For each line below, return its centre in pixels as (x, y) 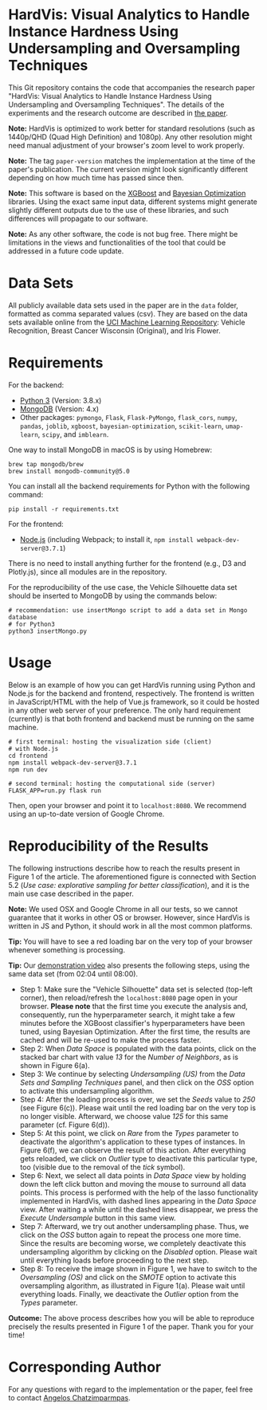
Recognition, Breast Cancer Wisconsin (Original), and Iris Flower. (114, 330)
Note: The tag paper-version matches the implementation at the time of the (132, 160)
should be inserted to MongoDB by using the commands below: (113, 595)
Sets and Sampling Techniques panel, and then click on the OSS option (137, 1082)
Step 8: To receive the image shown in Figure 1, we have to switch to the (138, 1268)
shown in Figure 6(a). (55, 1065)
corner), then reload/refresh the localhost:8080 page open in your (129, 997)
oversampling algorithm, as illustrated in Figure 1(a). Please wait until (132, 1286)
